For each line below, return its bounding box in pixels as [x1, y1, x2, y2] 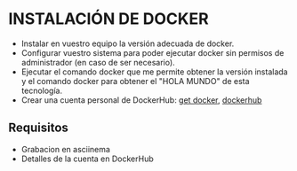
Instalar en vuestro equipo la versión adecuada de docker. [20, 38, 235, 49]
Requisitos [8, 120, 68, 136]
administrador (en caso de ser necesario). [20, 57, 175, 67]
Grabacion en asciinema [20, 144, 110, 154]
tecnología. [20, 85, 63, 96]
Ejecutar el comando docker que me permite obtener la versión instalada [20, 66, 288, 77]
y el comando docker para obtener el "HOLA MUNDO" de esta [20, 75, 250, 86]
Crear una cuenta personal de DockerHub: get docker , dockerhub [20, 94, 262, 105]
